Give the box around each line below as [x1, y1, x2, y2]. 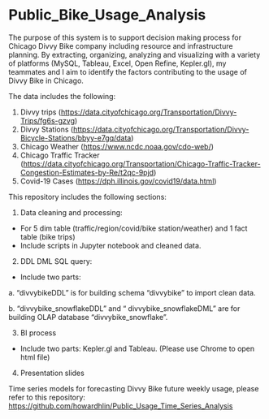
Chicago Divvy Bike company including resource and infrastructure [8, 41, 233, 50]
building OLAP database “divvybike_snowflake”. [8, 312, 168, 322]
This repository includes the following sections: [8, 192, 167, 201]
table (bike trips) [20, 231, 76, 241]
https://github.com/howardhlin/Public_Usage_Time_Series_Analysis [8, 400, 233, 411]
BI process [20, 327, 57, 338]
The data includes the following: [8, 91, 116, 101]
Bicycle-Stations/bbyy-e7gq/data [20, 132, 132, 143]
